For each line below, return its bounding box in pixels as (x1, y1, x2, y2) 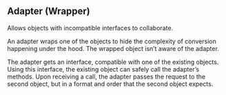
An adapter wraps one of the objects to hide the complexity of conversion (7, 37, 217, 45)
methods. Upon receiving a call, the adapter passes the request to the (7, 72, 205, 81)
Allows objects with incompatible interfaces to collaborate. (7, 23, 174, 32)
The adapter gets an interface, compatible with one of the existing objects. (7, 58, 219, 66)
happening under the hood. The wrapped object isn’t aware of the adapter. (7, 44, 219, 52)
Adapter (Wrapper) (7, 6, 91, 17)
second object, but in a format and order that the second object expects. (7, 79, 214, 88)
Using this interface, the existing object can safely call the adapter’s (7, 65, 200, 73)
